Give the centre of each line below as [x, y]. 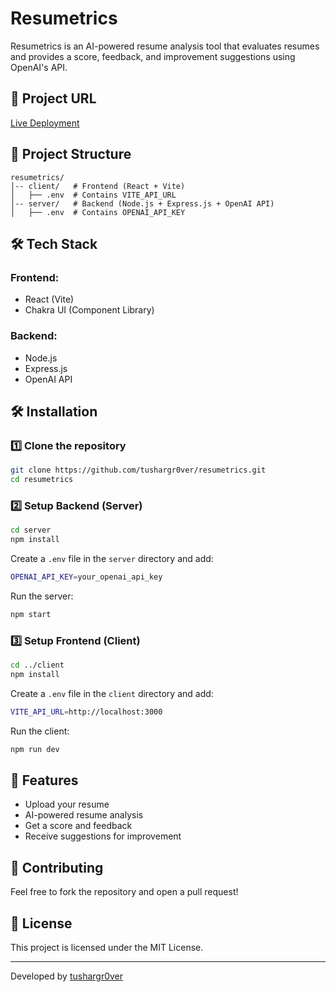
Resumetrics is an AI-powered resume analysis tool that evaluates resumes [165, 46]
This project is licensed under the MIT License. [107, 948]
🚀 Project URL [53, 98]
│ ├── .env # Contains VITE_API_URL [93, 195]
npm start [31, 614]
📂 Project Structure [71, 154]
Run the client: [40, 731]
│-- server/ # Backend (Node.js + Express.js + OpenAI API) [142, 203]
